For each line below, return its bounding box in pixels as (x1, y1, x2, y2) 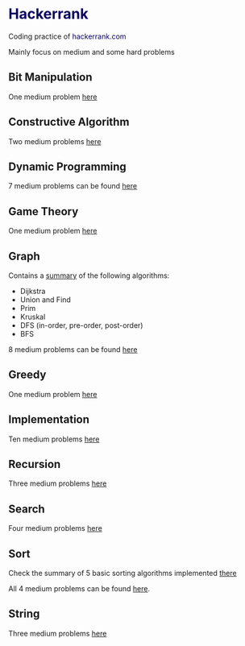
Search (8, 502, 46, 516)
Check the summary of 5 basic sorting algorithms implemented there (8, 569, 237, 578)
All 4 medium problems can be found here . (8, 584, 151, 594)
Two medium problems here (8, 136, 102, 146)
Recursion (8, 458, 61, 471)
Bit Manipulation (8, 70, 93, 85)
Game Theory (8, 205, 79, 218)
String (8, 607, 40, 621)
